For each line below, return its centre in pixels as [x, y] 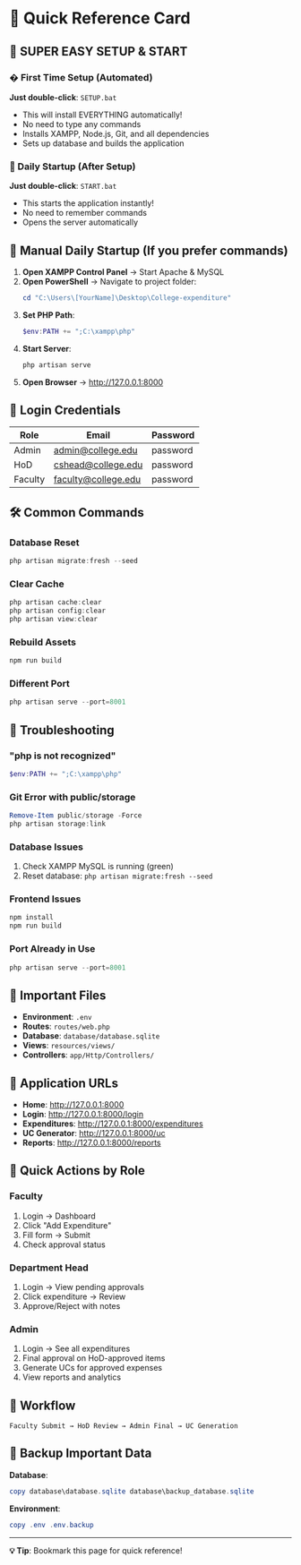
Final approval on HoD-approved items [94, 1358]
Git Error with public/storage [73, 797]
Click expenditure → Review [74, 1296]
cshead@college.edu [98, 465]
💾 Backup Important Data [81, 1454]
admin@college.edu [95, 450]
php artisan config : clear [57, 611]
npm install [31, 918]
